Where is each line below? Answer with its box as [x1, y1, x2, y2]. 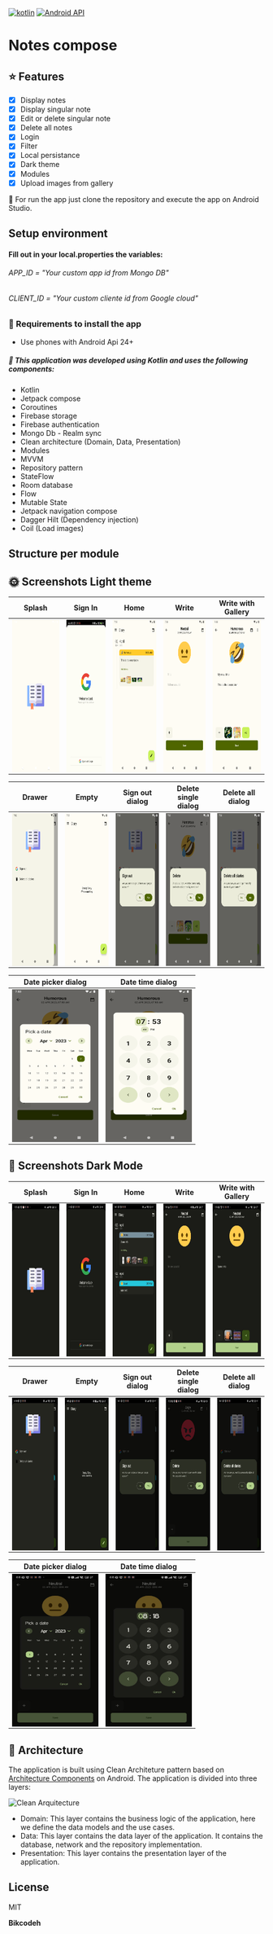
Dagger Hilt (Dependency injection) [19, 514, 140, 525]
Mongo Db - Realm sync [19, 428, 102, 437]
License [8, 1880, 50, 1894]
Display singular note [19, 104, 91, 114]
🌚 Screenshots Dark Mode [8, 1159, 144, 1173]
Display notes [19, 95, 67, 105]
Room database [19, 480, 73, 490]
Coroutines [19, 402, 58, 411]
